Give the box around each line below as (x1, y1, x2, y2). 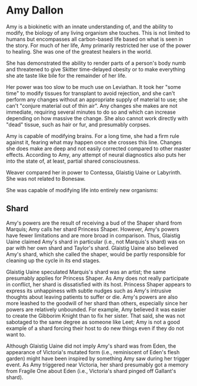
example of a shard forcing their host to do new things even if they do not (6, 325, 184, 332)
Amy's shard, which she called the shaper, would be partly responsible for (6, 250, 186, 258)
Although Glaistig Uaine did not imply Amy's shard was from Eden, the (6, 342, 176, 349)
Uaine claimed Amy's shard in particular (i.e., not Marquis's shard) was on (6, 238, 185, 245)
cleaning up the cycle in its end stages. (6, 257, 101, 264)
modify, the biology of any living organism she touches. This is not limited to (6, 29, 191, 36)
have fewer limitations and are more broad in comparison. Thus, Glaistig (6, 232, 181, 239)
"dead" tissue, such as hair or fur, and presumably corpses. (6, 121, 151, 128)
